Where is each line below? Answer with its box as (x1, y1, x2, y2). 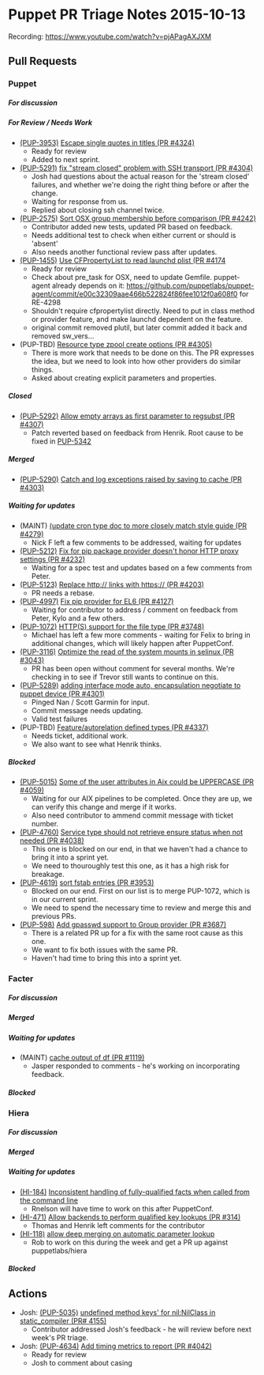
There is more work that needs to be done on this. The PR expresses (31, 348, 255, 357)
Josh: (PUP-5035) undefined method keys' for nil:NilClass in (19, 1308, 216, 1317)
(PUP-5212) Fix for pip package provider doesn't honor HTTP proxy (19, 546, 239, 555)
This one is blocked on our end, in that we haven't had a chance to (31, 844, 248, 854)
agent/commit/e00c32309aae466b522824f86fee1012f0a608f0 (31, 289, 238, 298)
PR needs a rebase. (31, 587, 95, 598)
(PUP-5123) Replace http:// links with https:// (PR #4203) (19, 580, 205, 589)
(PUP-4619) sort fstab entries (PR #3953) (19, 878, 154, 887)
